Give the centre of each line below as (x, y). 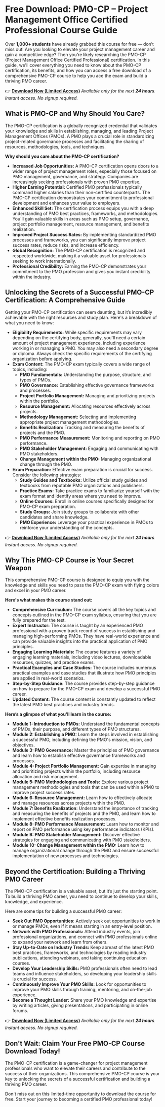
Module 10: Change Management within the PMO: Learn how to (78, 845)
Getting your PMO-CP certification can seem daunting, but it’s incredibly (79, 312)
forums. (20, 1011)
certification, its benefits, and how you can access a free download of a (78, 70)
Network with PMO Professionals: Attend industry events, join (76, 932)
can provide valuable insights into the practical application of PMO (80, 641)
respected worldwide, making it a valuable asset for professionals (79, 256)
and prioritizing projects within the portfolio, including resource (76, 771)
